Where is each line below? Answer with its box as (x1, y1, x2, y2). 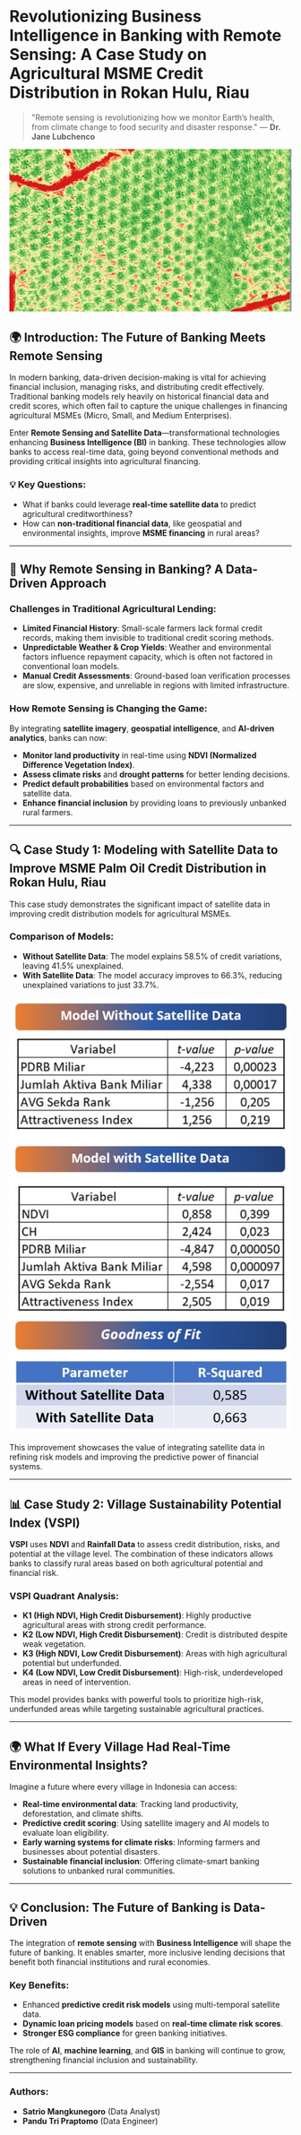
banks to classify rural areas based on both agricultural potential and (9, 1558, 263, 1569)
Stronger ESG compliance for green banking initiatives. (21, 2027, 228, 2039)
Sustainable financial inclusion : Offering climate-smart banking (21, 1856, 260, 1867)
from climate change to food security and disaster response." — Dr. (30, 121, 281, 132)
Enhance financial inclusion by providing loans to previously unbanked (21, 797, 287, 808)
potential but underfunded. (21, 1657, 123, 1668)
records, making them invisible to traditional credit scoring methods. (21, 633, 275, 643)
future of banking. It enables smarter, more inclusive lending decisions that (9, 1947, 286, 1959)
